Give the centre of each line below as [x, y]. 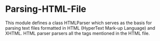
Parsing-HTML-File [46, 9]
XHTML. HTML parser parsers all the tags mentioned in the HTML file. [77, 33]
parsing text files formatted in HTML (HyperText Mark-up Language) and [80, 28]
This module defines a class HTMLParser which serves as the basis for [78, 23]
